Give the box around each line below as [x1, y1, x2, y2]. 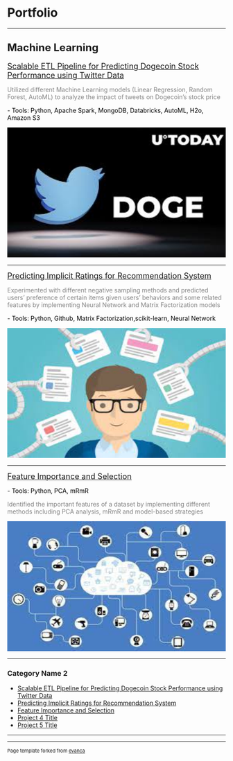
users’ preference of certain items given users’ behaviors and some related [7, 293, 222, 301]
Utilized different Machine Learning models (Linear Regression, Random [7, 85, 213, 94]
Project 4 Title [17, 714, 58, 722]
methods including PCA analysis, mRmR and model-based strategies [7, 507, 203, 516]
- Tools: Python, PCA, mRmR [7, 487, 89, 495]
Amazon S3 [7, 113, 40, 122]
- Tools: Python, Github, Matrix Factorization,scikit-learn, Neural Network [7, 314, 216, 322]
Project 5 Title [17, 721, 58, 729]
